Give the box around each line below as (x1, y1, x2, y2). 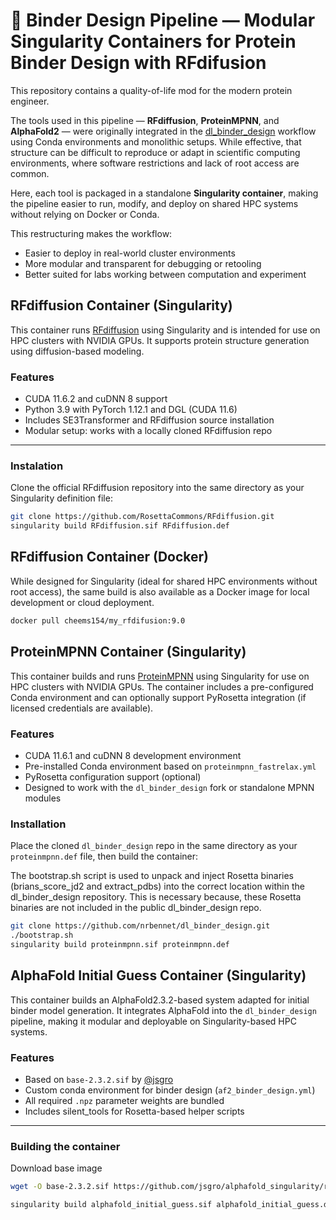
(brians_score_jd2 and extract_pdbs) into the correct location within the (10, 880, 305, 893)
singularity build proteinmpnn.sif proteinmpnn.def (10, 939, 230, 949)
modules (24, 792, 62, 804)
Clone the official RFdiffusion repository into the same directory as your (10, 482, 305, 494)
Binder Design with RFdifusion (10, 52, 267, 74)
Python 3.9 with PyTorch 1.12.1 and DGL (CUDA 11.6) (24, 404, 238, 416)
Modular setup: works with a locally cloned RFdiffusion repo (24, 425, 273, 437)
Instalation (10, 459, 64, 473)
